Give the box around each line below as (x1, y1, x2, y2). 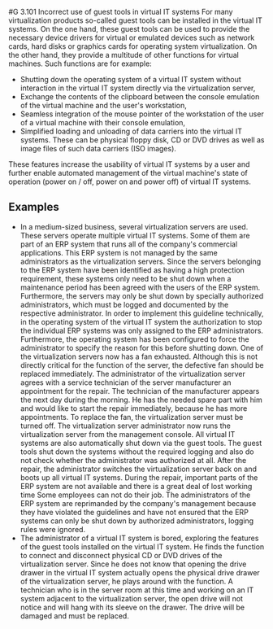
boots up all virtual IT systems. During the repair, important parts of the (19, 472, 258, 483)
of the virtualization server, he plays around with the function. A (19, 576, 233, 586)
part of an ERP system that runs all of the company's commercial (19, 239, 238, 249)
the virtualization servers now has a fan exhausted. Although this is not (19, 352, 258, 361)
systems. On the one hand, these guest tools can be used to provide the (8, 24, 250, 33)
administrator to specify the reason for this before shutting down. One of (19, 343, 264, 352)
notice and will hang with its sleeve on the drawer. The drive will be (19, 602, 245, 612)
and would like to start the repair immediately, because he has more (19, 403, 248, 413)
